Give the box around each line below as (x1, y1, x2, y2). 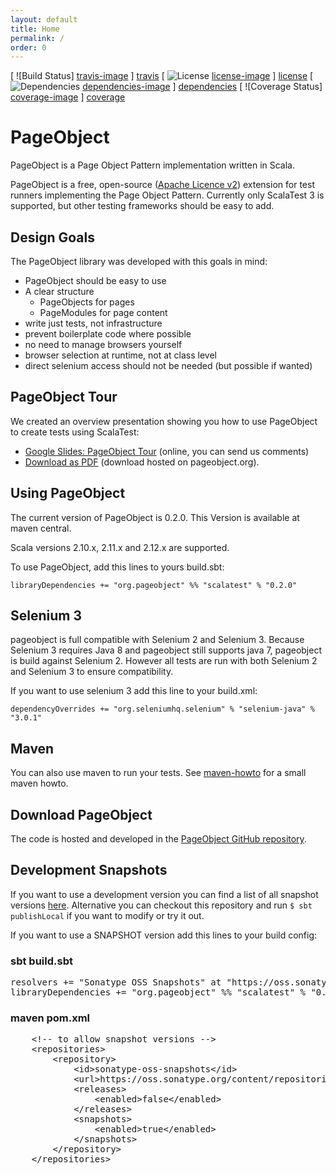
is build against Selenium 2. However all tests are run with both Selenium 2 (10, 655, 318, 667)
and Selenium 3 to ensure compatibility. (10, 666, 174, 678)
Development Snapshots (10, 862, 168, 879)
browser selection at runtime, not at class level (24, 349, 217, 361)
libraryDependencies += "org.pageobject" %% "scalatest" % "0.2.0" (10, 580, 298, 590)
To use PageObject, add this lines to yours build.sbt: (10, 561, 225, 573)
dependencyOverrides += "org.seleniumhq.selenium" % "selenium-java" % (10, 704, 315, 715)
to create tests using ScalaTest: (10, 426, 140, 438)
